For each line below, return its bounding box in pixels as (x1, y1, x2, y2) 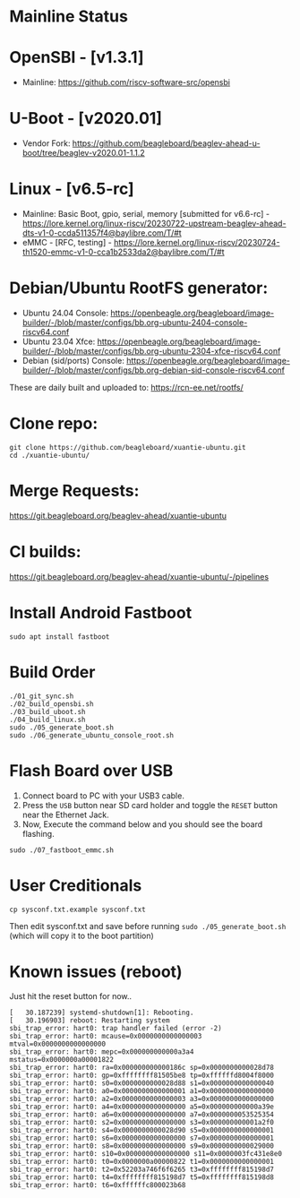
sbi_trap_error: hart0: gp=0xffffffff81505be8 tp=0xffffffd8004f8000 (9, 1071, 275, 1081)
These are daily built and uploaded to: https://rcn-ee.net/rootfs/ (9, 382, 244, 392)
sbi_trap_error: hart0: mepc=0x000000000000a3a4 (9, 1047, 194, 1056)
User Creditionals (9, 875, 142, 895)
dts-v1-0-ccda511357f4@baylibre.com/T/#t (21, 228, 182, 238)
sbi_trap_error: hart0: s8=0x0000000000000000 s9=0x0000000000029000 (9, 1142, 275, 1151)
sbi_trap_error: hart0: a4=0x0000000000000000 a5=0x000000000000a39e (9, 1102, 275, 1112)
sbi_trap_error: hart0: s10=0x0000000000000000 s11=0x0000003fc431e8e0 (9, 1150, 282, 1159)
